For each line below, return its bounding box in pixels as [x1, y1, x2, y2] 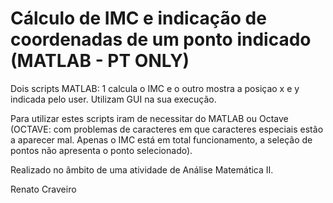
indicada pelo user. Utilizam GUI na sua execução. [10, 93, 217, 105]
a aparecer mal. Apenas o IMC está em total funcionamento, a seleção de [10, 133, 313, 146]
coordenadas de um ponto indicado [10, 28, 312, 51]
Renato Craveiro [10, 183, 77, 195]
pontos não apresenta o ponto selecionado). [10, 144, 193, 156]
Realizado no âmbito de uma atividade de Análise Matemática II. [10, 163, 274, 176]
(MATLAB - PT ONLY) [10, 50, 190, 72]
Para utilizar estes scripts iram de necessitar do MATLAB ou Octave [10, 112, 289, 124]
